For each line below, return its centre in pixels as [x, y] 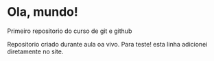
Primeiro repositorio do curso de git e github [70, 31]
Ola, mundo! [43, 12]
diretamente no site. [35, 51]
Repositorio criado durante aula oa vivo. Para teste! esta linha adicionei [107, 44]
